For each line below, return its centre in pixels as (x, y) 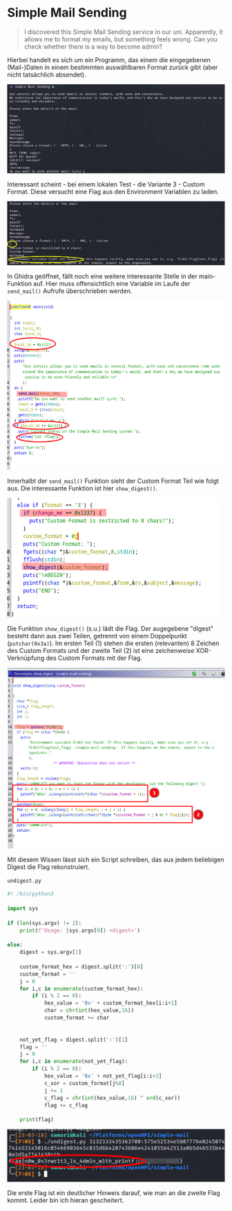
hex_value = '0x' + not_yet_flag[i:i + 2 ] (103, 1076)
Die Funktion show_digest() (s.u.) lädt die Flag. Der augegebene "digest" (110, 628)
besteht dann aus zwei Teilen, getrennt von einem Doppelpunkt (97, 636)
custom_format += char (77, 1018)
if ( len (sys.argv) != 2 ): (44, 923)
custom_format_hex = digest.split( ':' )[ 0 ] (81, 966)
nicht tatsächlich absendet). (47, 75)
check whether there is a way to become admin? (93, 46)
